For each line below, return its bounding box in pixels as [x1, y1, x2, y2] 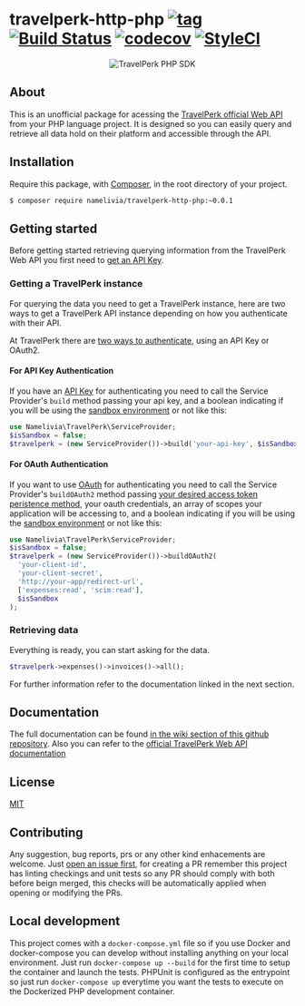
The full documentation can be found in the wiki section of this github [9, 728, 270, 739]
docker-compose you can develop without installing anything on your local [9, 947, 289, 958]
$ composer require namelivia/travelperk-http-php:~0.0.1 [9, 196, 233, 205]
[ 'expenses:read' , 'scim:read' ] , [17, 585, 144, 594]
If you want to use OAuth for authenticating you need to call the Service [9, 479, 278, 490]
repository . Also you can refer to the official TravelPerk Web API [9, 738, 248, 749]
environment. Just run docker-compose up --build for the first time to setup [9, 957, 290, 968]
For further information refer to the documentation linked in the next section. [9, 679, 295, 689]
